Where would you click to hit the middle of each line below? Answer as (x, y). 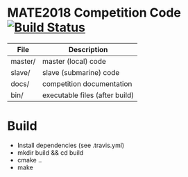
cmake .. (29, 160)
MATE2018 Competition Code (94, 13)
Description (88, 49)
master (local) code (74, 61)
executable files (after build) (88, 95)
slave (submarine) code (81, 72)
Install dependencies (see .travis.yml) (71, 145)
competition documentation (87, 83)
